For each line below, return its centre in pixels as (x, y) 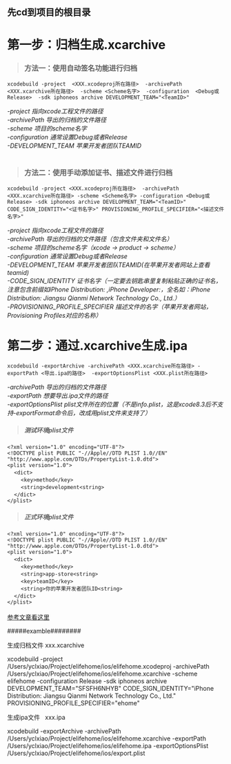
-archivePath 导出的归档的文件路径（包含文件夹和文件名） (90, 239)
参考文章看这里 (28, 618)
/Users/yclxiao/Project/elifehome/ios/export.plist (76, 753)
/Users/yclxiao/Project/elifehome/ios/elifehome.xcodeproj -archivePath (109, 667)
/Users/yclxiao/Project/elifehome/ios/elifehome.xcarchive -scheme (102, 674)
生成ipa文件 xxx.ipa (36, 718)
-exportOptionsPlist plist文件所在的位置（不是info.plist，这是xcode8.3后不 (112, 404)
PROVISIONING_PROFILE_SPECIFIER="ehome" (73, 703)
